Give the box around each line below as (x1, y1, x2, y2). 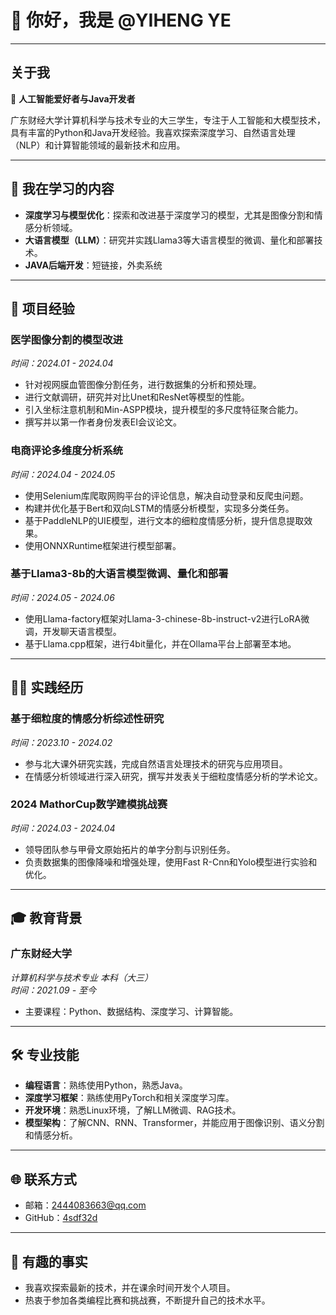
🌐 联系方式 (10, 1171, 77, 1188)
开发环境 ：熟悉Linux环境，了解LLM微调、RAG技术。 (24, 1104, 242, 1116)
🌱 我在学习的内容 (10, 181, 115, 198)
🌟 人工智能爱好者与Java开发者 (10, 92, 136, 105)
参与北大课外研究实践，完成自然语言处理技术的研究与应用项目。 (24, 757, 288, 770)
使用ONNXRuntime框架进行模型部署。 (24, 539, 182, 551)
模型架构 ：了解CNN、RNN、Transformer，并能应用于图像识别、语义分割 (24, 1117, 325, 1129)
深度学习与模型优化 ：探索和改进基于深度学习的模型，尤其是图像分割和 (24, 209, 315, 221)
